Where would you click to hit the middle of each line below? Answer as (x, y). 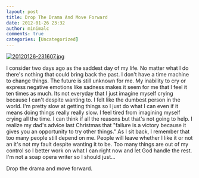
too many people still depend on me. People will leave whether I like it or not (99, 138)
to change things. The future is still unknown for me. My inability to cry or (96, 81)
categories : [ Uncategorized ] (42, 39)
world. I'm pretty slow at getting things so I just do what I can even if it (92, 106)
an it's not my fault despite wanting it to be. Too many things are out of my (97, 144)
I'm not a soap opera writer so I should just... (61, 157)
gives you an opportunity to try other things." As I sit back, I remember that (98, 131)
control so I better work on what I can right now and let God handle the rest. (99, 151)
